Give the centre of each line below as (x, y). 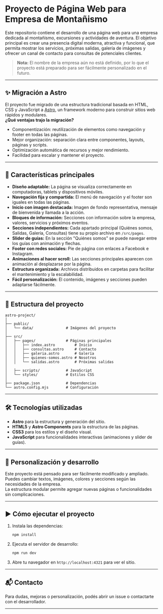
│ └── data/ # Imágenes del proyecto (61, 328)
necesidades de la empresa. (33, 484)
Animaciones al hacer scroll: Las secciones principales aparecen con (82, 259)
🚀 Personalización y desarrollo (52, 462)
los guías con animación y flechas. (47, 243)
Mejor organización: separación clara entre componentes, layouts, (78, 140)
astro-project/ (20, 315)
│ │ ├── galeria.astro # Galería (50, 354)
